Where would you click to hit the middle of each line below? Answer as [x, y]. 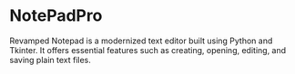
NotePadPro [56, 16]
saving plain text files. [50, 60]
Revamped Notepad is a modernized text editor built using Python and [141, 41]
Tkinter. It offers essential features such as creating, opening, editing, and [148, 50]
